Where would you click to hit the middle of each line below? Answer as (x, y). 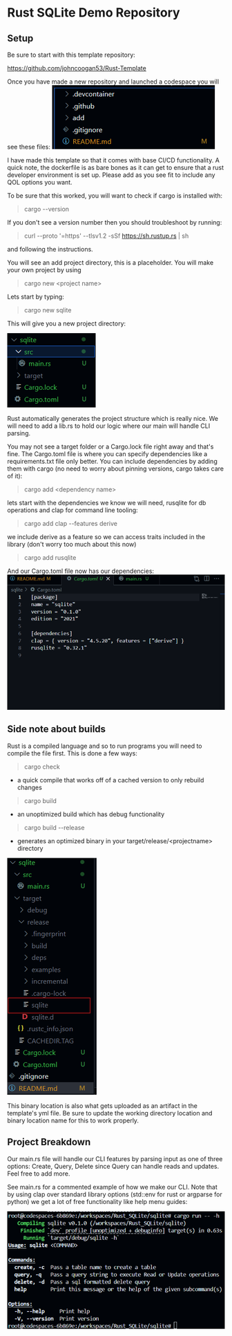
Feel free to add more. (39, 1174)
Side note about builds (56, 730)
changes (30, 787)
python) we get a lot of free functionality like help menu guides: (97, 1201)
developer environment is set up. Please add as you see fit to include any (111, 175)
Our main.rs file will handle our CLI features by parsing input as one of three (115, 1158)
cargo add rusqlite (50, 557)
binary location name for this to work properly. (73, 1120)
